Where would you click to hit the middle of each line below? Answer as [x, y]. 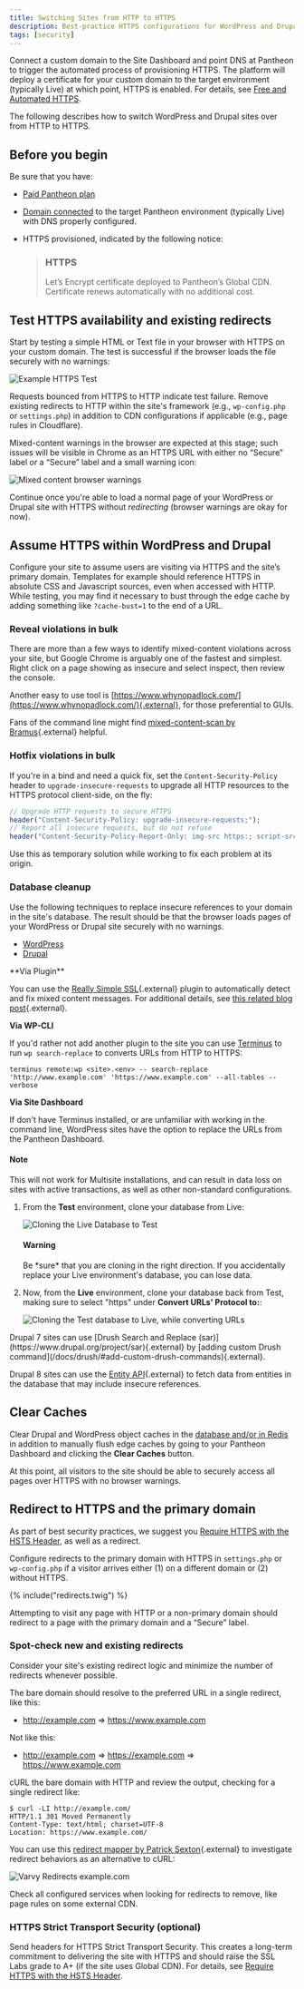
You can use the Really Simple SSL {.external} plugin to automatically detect [150, 989]
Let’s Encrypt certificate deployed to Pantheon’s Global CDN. [158, 282]
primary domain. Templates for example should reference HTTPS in [135, 577]
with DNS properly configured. [80, 221]
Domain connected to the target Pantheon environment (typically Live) [153, 212]
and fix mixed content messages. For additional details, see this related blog [151, 998]
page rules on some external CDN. [74, 1903]
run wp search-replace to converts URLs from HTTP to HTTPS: [126, 1052]
